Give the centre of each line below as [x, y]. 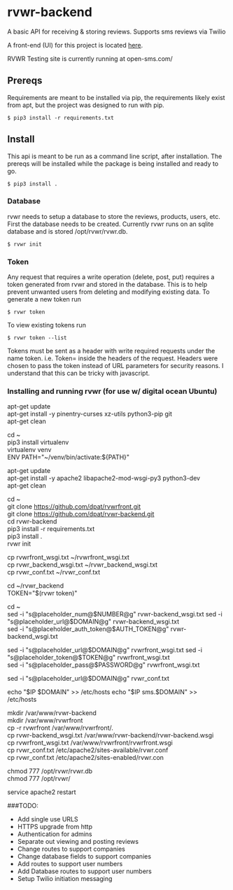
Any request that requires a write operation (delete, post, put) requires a [111, 277]
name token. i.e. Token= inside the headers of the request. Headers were [113, 358]
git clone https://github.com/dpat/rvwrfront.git [74, 507]
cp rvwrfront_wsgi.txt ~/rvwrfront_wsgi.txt [68, 558]
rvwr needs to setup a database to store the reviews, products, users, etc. [114, 216]
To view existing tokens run [47, 325]
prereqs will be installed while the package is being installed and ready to [113, 163]
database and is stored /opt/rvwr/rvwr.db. [68, 231]
